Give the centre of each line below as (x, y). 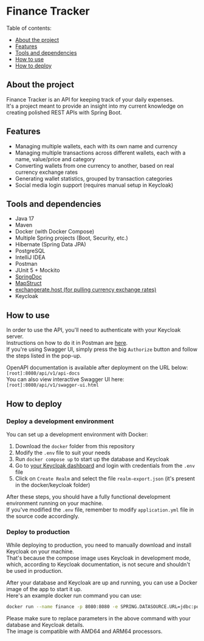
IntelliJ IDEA (30, 257)
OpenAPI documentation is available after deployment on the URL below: (97, 368)
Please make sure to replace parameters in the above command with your (99, 618)
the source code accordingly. (43, 516)
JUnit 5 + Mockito (37, 270)
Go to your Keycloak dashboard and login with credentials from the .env (105, 465)
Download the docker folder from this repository (75, 446)
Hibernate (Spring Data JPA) (50, 244)
